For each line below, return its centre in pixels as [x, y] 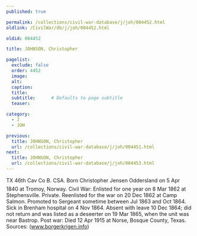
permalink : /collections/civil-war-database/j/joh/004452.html [86, 22]
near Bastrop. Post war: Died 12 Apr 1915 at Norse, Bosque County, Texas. [96, 220]
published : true [26, 12]
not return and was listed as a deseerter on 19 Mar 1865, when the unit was [98, 214]
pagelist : [18, 60]
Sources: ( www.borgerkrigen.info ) [48, 226]
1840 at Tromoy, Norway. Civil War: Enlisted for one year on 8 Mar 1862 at [96, 189]
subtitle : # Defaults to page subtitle [67, 98]
